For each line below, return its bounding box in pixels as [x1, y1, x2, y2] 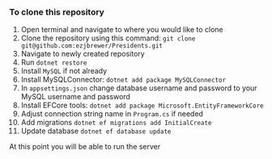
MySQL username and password [20, 92, 130, 102]
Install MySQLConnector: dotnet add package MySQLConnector [20, 75, 226, 85]
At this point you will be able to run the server [9, 142, 161, 152]
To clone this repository [9, 6, 104, 18]
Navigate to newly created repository [20, 49, 145, 59]
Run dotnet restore [20, 57, 87, 67]
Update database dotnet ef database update [20, 126, 172, 136]
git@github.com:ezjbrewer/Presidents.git [20, 42, 163, 50]
